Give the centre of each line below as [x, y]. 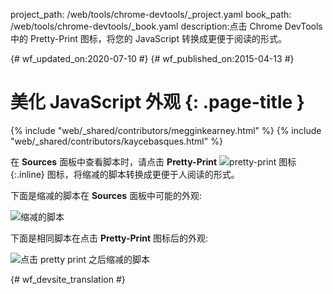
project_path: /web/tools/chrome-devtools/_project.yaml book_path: [151, 14]
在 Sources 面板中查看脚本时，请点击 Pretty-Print [114, 161]
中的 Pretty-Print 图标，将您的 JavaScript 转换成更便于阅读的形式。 [148, 38]
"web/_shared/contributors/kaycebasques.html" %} [116, 141]
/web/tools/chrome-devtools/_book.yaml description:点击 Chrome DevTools [166, 26]
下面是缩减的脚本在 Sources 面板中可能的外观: [106, 195]
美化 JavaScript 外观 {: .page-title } [157, 102]
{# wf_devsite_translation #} [68, 279]
